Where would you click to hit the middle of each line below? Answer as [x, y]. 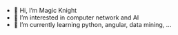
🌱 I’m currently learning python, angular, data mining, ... [92, 25]
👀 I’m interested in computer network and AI [76, 17]
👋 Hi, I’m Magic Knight [45, 10]
